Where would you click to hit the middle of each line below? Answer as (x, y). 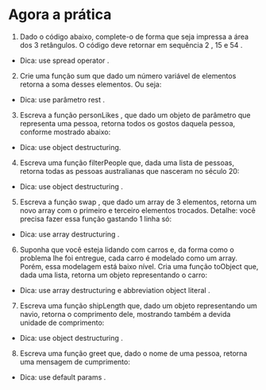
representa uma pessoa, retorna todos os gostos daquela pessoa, (127, 123)
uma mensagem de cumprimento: (75, 361)
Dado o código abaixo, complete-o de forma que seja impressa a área (134, 37)
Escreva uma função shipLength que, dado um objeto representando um (139, 305)
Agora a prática (60, 15)
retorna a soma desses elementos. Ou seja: (91, 84)
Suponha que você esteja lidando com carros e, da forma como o (127, 249)
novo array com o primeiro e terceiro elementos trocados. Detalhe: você (137, 210)
